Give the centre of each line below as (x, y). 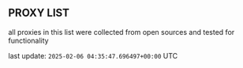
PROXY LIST (39, 13)
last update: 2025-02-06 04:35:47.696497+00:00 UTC (93, 55)
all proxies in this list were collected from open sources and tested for (121, 32)
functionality (28, 40)
